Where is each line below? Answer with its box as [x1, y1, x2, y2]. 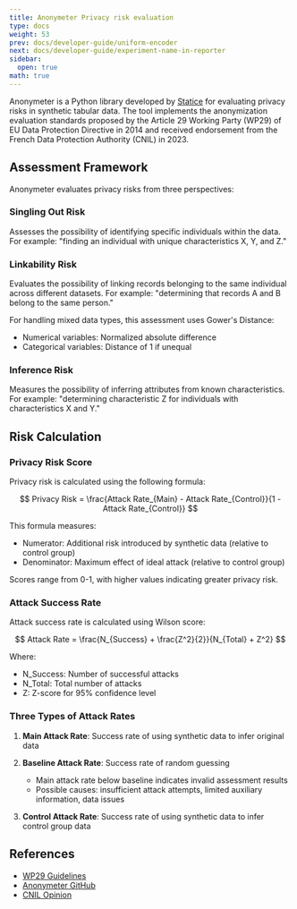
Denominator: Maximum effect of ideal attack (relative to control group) [21, 556, 285, 568]
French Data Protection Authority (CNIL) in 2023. [9, 133, 190, 144]
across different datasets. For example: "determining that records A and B [9, 288, 282, 299]
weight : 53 [9, 30, 50, 38]
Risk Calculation [9, 429, 102, 444]
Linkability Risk [9, 258, 78, 270]
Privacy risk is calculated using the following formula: [9, 476, 206, 488]
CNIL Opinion [21, 889, 72, 900]
